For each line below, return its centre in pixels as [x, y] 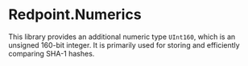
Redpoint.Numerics [75, 15]
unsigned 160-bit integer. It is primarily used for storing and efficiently [124, 45]
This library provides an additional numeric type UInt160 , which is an [122, 37]
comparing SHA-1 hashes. [52, 53]
